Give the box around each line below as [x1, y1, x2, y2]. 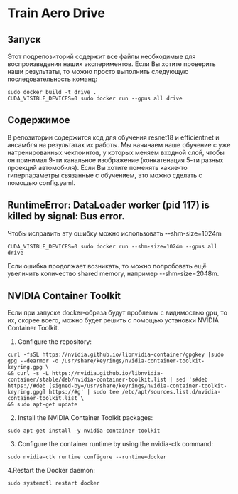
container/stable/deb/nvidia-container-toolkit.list [7, 376, 167, 384]
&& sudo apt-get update [7, 401, 78, 409]
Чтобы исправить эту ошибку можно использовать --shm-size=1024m [7, 229, 222, 238]
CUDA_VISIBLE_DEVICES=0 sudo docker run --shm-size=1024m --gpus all [7, 243, 218, 250]
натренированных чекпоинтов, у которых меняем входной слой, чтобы [7, 148, 225, 157]
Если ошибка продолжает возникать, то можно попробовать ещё [7, 261, 207, 270]
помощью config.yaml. [7, 178, 76, 186]
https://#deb [7, 382, 46, 389]
